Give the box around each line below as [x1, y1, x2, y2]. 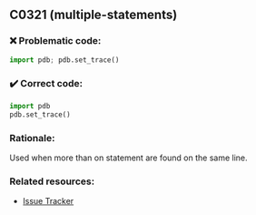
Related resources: [9, 175, 95, 188]
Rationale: [9, 131, 55, 144]
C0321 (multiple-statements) [9, 7, 178, 23]
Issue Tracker [22, 196, 74, 207]
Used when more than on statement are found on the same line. [9, 152, 248, 163]
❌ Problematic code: [9, 35, 102, 47]
